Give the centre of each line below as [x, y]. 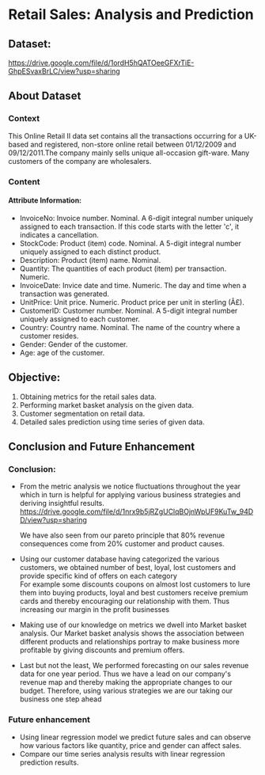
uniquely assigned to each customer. [80, 319]
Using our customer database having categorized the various [119, 559]
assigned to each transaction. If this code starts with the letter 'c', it [129, 226]
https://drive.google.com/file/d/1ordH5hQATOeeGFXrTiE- [101, 63]
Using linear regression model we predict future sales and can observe [135, 737]
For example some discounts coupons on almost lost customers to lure [135, 584]
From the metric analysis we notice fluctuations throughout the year [130, 486]
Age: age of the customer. [62, 352]
